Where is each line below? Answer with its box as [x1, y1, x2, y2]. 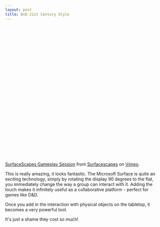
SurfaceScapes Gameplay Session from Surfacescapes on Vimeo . [5, 161, 140, 167]
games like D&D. [5, 191, 39, 198]
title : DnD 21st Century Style [5, 12, 70, 17]
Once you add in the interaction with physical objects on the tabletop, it [5, 201, 150, 207]
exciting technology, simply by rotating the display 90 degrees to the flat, [5, 176, 154, 182]
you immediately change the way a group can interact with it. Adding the [5, 181, 153, 187]
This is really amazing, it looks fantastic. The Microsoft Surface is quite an [5, 171, 156, 177]
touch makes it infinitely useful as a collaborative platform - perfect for [5, 186, 149, 192]
